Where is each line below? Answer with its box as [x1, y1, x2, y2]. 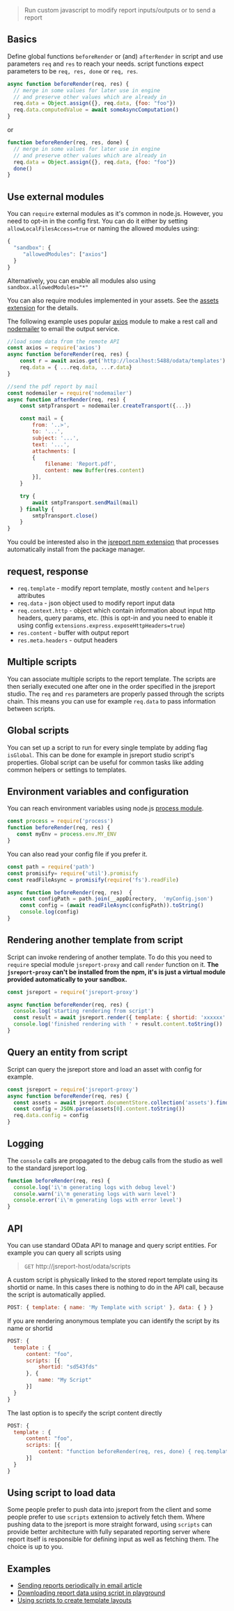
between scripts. [7, 704, 56, 713]
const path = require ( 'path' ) [7, 863, 95, 870]
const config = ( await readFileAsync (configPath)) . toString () [19, 902, 204, 909]
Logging [7, 1138, 44, 1150]
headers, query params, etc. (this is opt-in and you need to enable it [17, 613, 213, 622]
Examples [7, 1563, 51, 1575]
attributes [17, 591, 45, 599]
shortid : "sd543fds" [38, 1364, 98, 1371]
